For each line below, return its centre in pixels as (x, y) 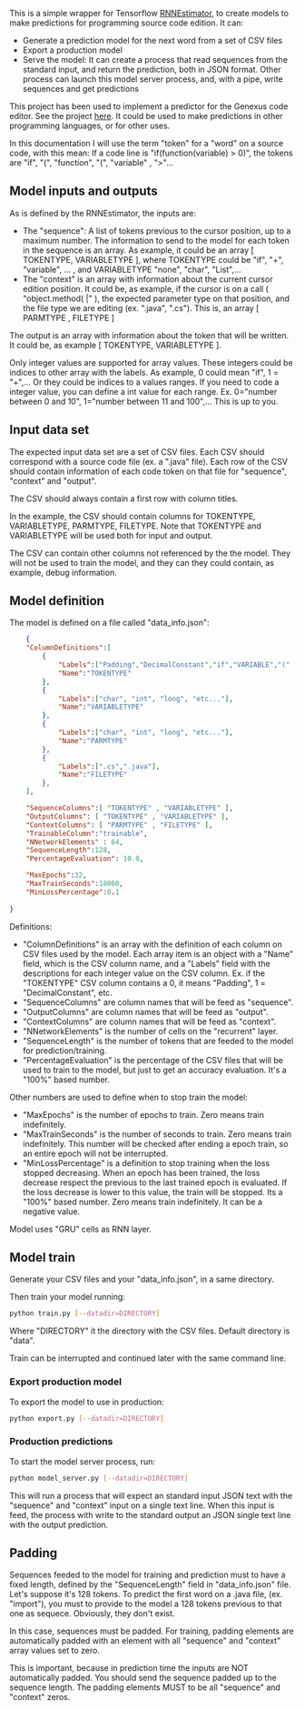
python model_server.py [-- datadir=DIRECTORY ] (99, 1478)
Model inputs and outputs (84, 191)
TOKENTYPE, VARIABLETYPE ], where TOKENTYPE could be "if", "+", (153, 259)
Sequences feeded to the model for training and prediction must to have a (148, 1575)
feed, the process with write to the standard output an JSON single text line (150, 1514)
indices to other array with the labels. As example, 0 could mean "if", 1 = (144, 372)
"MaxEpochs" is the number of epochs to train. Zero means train (143, 1114)
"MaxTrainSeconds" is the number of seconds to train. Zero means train (157, 1134)
